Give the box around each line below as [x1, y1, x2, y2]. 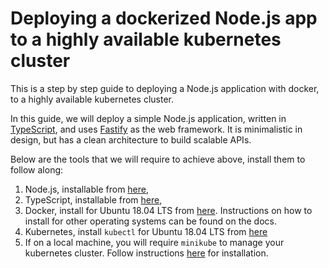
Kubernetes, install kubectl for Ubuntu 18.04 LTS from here [24, 225, 268, 237]
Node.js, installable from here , [24, 183, 150, 195]
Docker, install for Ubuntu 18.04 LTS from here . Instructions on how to [24, 204, 313, 216]
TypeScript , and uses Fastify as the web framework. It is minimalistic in [10, 123, 303, 135]
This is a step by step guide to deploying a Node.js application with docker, [10, 82, 320, 94]
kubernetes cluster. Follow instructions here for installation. [24, 247, 269, 259]
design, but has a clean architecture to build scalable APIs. [10, 133, 252, 146]
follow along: [10, 163, 64, 176]
